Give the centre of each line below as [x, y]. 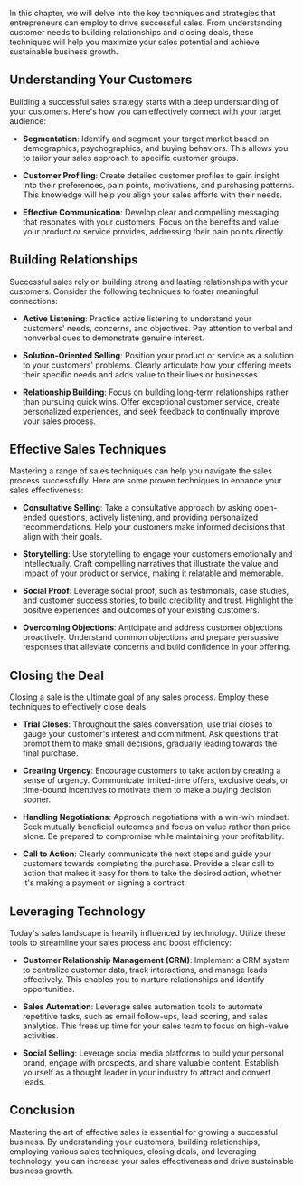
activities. [40, 1036]
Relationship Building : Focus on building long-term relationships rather [156, 392]
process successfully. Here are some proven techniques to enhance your [146, 481]
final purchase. [50, 753]
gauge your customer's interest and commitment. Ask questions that [150, 734]
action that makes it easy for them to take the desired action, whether [152, 874]
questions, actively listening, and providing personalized [153, 517]
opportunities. [48, 989]
